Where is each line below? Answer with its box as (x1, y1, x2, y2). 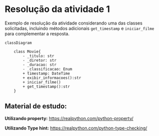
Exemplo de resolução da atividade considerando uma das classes (5, 20, 142, 26)
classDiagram (5, 40, 32, 45)
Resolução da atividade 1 (5, 3, 110, 15)
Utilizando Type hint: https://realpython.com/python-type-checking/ (5, 125, 147, 131)
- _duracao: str (23, 62, 57, 67)
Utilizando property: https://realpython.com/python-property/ (5, 115, 134, 121)
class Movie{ (14, 49, 41, 54)
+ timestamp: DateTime (23, 71, 70, 76)
